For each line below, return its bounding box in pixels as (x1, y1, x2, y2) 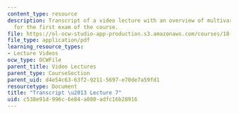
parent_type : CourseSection (7, 69, 91, 76)
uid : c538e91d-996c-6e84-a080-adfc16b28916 (7, 96, 138, 103)
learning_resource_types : (7, 43, 84, 50)
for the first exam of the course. (13, 23, 119, 30)
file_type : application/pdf (7, 37, 91, 44)
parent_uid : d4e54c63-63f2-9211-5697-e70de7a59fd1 (7, 76, 160, 84)
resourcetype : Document (7, 83, 78, 90)
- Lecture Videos (7, 50, 59, 57)
